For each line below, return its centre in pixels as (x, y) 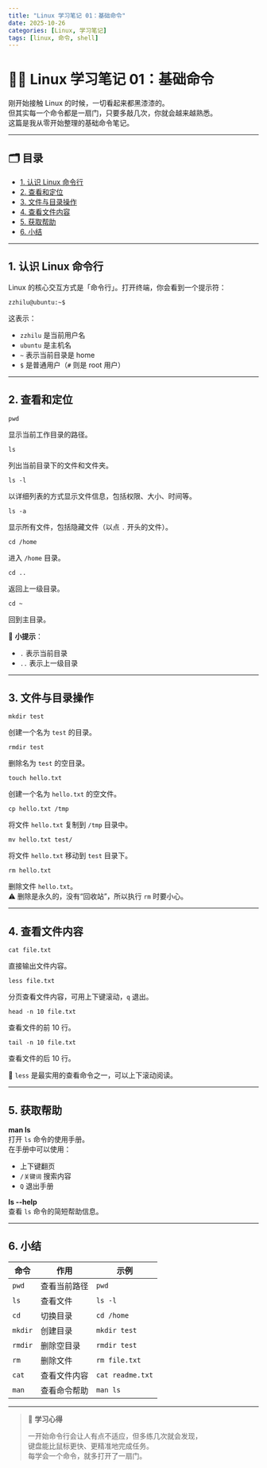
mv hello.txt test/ (41, 840)
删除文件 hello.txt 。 (43, 887)
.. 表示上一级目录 (49, 663)
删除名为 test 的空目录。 (49, 763)
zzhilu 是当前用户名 (52, 335)
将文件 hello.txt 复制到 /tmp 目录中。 (70, 825)
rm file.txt (118, 1360)
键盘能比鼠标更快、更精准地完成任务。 (90, 1446)
